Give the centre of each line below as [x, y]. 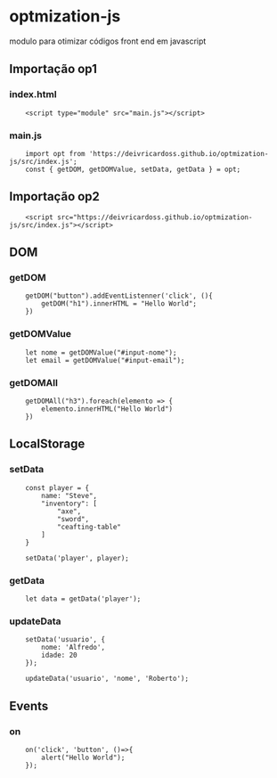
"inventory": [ [69, 504]
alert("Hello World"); [83, 758]
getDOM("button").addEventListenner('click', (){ [119, 296]
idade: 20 [59, 655]
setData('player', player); [77, 558]
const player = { [57, 487]
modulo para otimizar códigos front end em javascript [108, 41]
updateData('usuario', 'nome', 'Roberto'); [107, 679]
